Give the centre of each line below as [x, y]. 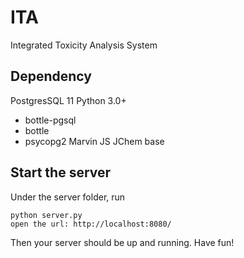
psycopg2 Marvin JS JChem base [94, 141]
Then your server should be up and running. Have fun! [122, 242]
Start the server [61, 172]
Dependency [51, 76]
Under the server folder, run [68, 197]
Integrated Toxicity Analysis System [84, 45]
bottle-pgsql [50, 120]
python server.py [46, 215]
